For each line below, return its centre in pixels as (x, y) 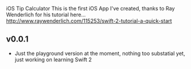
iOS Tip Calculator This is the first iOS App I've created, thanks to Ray (90, 8)
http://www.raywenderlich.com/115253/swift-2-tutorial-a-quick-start (89, 21)
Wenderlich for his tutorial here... (46, 15)
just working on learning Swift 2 (53, 59)
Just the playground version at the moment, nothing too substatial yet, (100, 53)
